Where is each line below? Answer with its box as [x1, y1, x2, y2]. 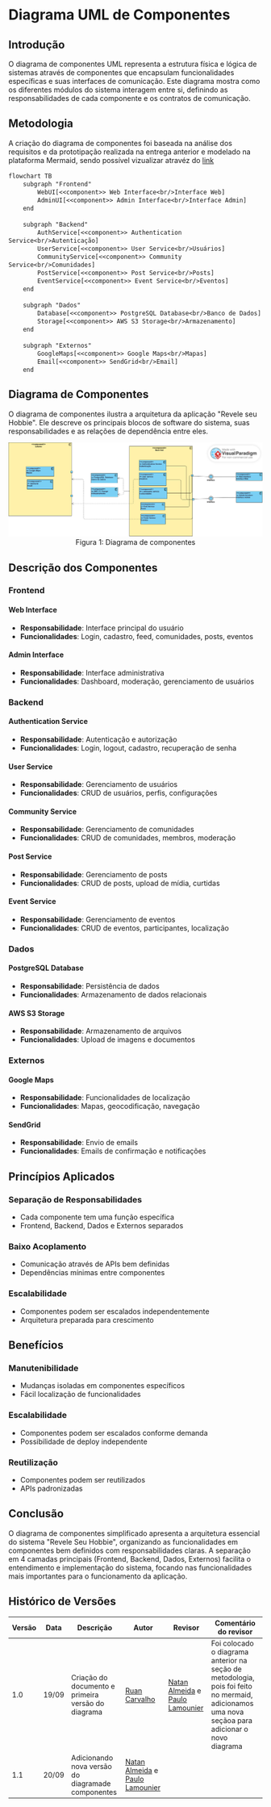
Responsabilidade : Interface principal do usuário [19, 623, 184, 633]
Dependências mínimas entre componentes [19, 1268, 165, 1278]
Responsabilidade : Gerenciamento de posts [19, 869, 168, 879]
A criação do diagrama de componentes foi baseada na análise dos [8, 138, 232, 148]
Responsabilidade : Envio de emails [19, 1138, 139, 1148]
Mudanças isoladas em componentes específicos [19, 1381, 186, 1391]
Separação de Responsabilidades [8, 1194, 143, 1205]
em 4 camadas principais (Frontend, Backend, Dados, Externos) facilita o [8, 1554, 252, 1563]
